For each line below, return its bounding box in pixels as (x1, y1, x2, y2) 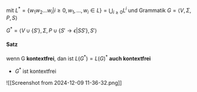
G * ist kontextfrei (14, 66, 57, 75)
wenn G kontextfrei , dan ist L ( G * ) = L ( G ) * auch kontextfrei (6, 54, 151, 62)
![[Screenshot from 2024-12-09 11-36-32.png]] (6, 79, 122, 86)
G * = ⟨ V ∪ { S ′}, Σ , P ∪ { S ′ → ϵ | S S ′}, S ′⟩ (6, 26, 97, 34)
